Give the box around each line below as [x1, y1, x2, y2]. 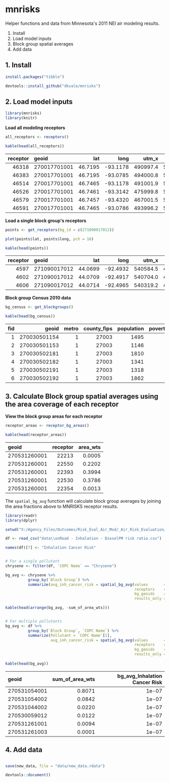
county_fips [83, 325, 113, 332]
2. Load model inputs [5, 97, 73, 106]
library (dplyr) [5, 517, 37, 523]
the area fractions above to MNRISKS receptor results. [5, 503, 118, 509]
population [117, 325, 144, 332]
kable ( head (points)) [5, 245, 49, 251]
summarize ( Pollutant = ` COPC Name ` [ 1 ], [27, 633, 112, 638]
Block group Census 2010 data [5, 295, 71, 301]
